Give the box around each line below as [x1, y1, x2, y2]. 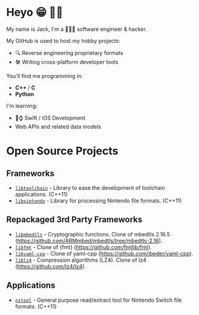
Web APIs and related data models [15, 123, 102, 130]
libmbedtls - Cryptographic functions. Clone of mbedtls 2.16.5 [15, 230, 171, 238]
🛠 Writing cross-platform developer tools [15, 58, 119, 65]
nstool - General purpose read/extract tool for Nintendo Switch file [15, 296, 182, 304]
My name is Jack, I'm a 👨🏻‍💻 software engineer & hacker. [6, 25, 147, 33]
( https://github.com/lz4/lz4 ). [15, 262, 86, 270]
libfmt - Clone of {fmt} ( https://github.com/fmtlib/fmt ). [15, 243, 152, 250]
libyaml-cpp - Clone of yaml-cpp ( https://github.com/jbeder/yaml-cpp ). [15, 250, 194, 257]
